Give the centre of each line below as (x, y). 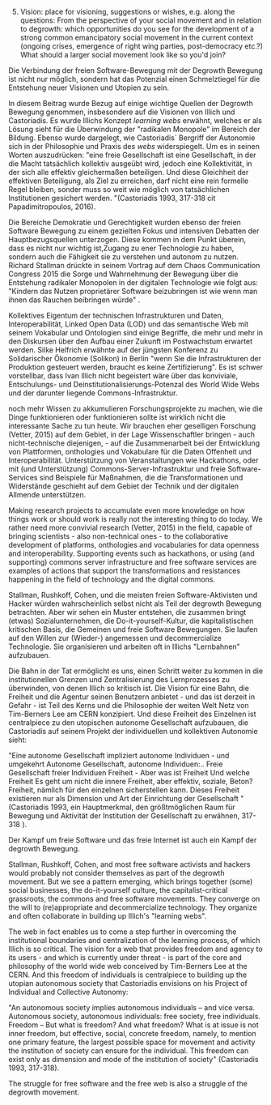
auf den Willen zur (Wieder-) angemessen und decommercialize (115, 638)
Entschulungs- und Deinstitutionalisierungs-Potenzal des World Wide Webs (134, 384)
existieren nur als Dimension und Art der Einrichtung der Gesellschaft (123, 798)
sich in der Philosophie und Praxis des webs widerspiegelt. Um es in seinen (134, 146)
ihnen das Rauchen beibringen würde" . (74, 300)
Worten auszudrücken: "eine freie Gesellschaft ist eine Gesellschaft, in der (132, 155)
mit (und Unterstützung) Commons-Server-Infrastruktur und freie (117, 469)
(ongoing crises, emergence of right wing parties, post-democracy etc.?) (141, 46)
